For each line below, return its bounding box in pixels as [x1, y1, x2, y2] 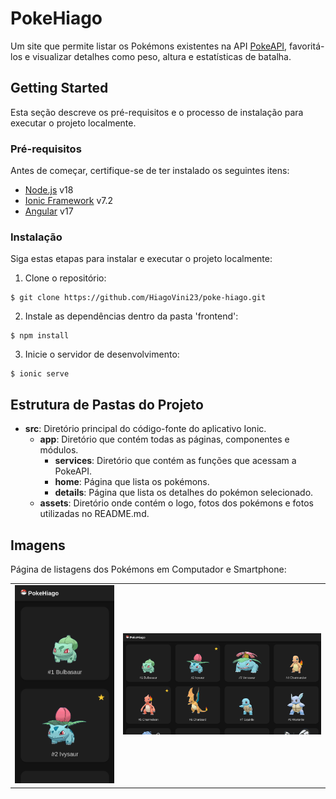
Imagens [10, 537, 66, 554]
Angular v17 [24, 205, 74, 217]
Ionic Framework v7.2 [24, 195, 114, 207]
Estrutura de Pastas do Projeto [10, 396, 204, 413]
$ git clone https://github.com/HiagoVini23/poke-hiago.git [10, 293, 267, 303]
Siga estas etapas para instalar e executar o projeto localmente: [10, 253, 273, 265]
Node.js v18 [24, 184, 74, 196]
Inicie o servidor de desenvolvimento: [24, 348, 180, 361]
